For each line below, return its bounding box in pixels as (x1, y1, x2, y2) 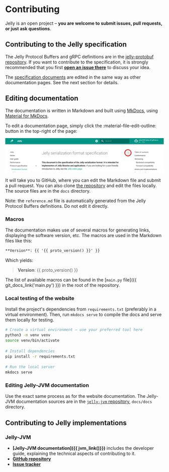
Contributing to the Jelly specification (5, 40, 127, 49)
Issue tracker (12, 461, 41, 467)
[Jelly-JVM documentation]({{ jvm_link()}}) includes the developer (12, 445, 154, 451)
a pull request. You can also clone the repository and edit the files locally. (5, 183, 157, 189)
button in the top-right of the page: (5, 128, 77, 134)
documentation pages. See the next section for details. (5, 79, 119, 85)
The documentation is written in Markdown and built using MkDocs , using (5, 107, 158, 113)
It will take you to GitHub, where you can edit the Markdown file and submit (5, 177, 161, 183)
